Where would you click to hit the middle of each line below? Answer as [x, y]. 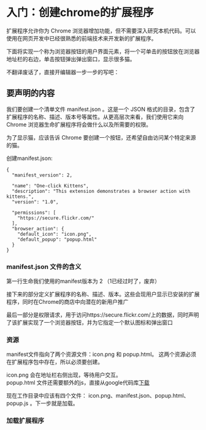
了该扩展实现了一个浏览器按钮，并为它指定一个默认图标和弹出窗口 [90, 323]
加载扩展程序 [25, 421]
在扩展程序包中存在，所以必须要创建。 [55, 362]
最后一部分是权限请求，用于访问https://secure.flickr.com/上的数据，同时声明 [103, 315]
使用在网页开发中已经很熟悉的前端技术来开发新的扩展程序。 [82, 38]
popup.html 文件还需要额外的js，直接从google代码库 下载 [78, 383]
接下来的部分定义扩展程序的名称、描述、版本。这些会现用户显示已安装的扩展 [103, 294]
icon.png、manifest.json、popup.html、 [139, 396]
